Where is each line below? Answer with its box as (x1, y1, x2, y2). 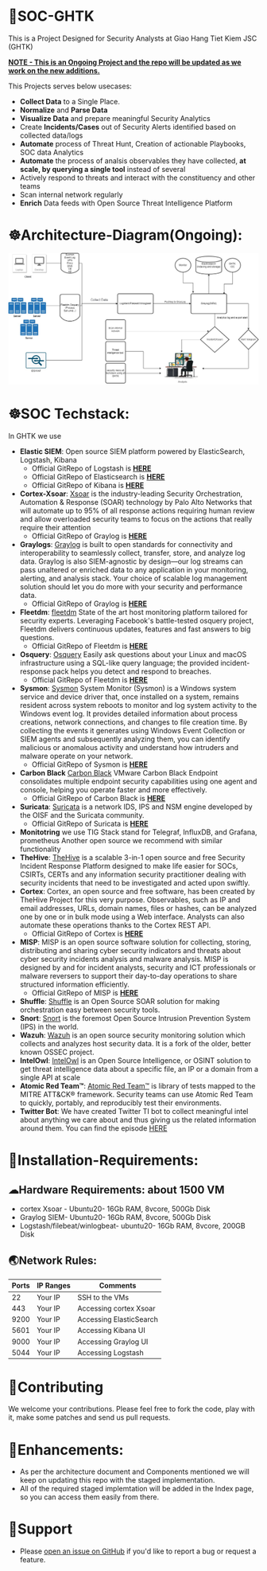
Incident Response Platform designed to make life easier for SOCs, (19, 862, 238, 871)
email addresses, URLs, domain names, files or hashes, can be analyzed (19, 904, 257, 913)
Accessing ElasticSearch (77, 1315, 159, 1324)
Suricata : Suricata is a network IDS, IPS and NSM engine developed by (19, 802, 253, 811)
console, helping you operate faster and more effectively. (19, 785, 208, 795)
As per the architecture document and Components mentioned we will (19, 1467, 250, 1476)
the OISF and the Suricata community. (19, 811, 145, 820)
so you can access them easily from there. (19, 1492, 160, 1502)
